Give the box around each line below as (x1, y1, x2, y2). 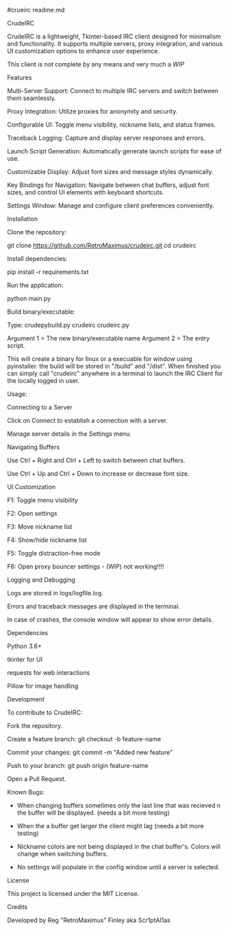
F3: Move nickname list (7, 523, 73, 530)
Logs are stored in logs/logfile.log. (7, 589, 104, 597)
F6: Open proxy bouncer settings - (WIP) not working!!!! (7, 562, 164, 571)
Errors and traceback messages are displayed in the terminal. (7, 602, 180, 610)
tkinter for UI (7, 656, 43, 663)
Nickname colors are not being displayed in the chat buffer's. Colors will (16, 843, 221, 850)
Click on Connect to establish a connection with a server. (7, 417, 168, 424)
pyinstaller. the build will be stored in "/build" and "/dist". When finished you (7, 362, 221, 370)
